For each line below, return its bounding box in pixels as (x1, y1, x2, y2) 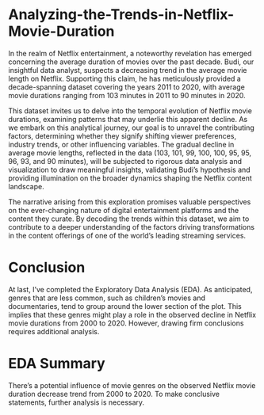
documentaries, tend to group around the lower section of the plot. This (8, 301, 242, 310)
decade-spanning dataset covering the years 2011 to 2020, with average (8, 82, 246, 92)
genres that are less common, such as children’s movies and (8, 293, 206, 303)
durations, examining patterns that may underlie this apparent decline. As (8, 114, 248, 124)
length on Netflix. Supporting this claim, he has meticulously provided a (8, 74, 242, 83)
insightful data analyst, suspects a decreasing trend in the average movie (8, 65, 247, 74)
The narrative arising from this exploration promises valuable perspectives (8, 196, 251, 207)
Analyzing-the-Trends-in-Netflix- (8, 6, 235, 24)
